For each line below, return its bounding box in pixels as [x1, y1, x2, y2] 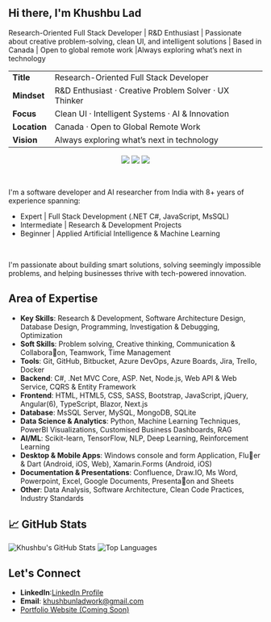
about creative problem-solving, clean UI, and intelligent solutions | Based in [8, 36, 262, 46]
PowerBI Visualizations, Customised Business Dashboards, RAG [19, 424, 232, 434]
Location [12, 121, 47, 132]
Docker [19, 365, 45, 374]
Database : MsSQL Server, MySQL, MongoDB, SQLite [19, 407, 197, 417]
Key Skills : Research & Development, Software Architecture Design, [19, 313, 246, 323]
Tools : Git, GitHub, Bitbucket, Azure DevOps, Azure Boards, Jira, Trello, [19, 356, 257, 365]
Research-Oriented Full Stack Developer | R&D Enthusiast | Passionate [8, 27, 242, 37]
